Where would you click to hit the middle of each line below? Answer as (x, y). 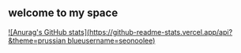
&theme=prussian (37, 40)
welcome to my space (63, 13)
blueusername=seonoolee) (111, 40)
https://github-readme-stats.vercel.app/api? (161, 32)
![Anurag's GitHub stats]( (49, 32)
